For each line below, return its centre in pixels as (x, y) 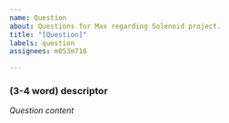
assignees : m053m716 (49, 52)
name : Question (38, 18)
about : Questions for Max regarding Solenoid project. (115, 26)
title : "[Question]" (49, 34)
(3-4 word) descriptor (59, 91)
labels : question (42, 43)
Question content (42, 110)
